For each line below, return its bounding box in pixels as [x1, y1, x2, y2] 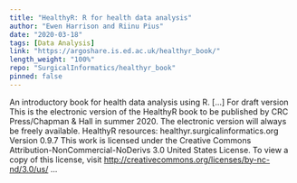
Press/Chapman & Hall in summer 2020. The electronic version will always [9, 115, 287, 126]
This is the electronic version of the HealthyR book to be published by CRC [9, 105, 289, 117]
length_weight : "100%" [9, 55, 95, 64]
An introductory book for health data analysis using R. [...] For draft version [9, 96, 289, 107]
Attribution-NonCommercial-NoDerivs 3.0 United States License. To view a [9, 144, 289, 155]
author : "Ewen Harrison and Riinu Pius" [9, 22, 165, 31]
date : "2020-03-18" [9, 30, 83, 39]
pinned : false [9, 72, 63, 81]
